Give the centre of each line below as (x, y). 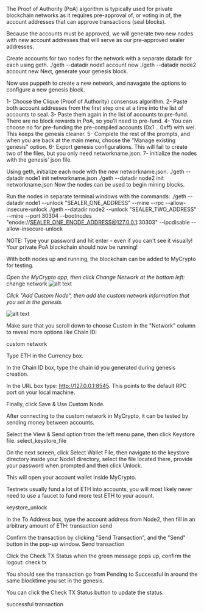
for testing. (20, 265)
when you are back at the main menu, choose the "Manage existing (91, 140)
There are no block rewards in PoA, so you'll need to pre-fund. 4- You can (99, 121)
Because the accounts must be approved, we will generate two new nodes (100, 34)
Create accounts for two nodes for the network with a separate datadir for (99, 58)
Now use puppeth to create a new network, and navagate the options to (97, 83)
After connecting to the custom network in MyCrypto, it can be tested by (97, 416)
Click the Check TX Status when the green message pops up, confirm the (99, 556)
